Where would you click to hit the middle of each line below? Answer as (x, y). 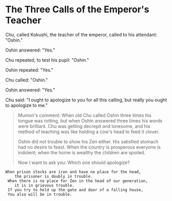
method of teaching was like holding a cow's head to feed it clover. (89, 132)
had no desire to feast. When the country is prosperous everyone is (89, 147)
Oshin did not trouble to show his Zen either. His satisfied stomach (88, 141)
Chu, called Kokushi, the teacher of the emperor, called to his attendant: (81, 34)
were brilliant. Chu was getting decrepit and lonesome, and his (84, 126)
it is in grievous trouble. (44, 185)
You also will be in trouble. (40, 194)
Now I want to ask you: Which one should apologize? (74, 162)
